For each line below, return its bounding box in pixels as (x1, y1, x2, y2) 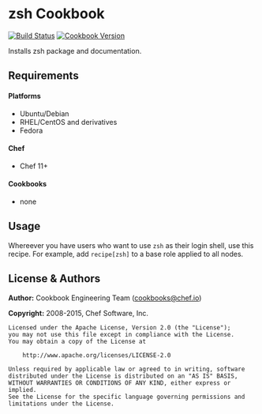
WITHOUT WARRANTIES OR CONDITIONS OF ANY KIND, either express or (8, 378, 231, 387)
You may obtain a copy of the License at (8, 337, 147, 345)
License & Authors (8, 272, 101, 285)
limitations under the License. (8, 400, 114, 408)
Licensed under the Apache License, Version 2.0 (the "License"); (8, 323, 231, 332)
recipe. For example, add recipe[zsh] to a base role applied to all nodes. (8, 249, 244, 258)
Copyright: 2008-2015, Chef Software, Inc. (8, 308, 148, 318)
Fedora (19, 126, 43, 135)
